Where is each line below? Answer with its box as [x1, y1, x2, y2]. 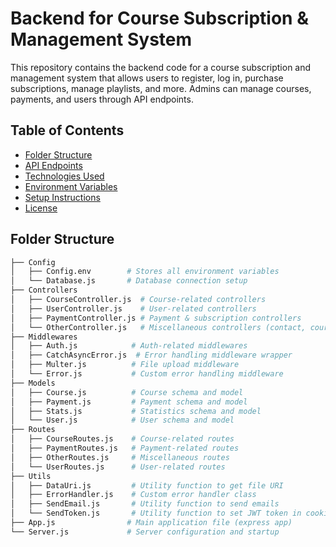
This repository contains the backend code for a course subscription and [10, 61, 312, 73]
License [24, 202, 58, 214]
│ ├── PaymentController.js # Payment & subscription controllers [10, 313, 302, 323]
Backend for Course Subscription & [10, 7, 309, 30]
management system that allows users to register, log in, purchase [10, 72, 284, 84]
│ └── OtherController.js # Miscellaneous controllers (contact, [10, 322, 307, 332]
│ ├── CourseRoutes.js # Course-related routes [10, 434, 235, 444]
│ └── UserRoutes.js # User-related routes [10, 462, 226, 472]
